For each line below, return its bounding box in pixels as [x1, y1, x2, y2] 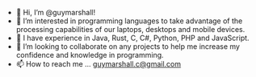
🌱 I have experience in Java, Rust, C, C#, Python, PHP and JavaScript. [15, 33, 250, 43]
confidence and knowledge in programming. [15, 51, 164, 59]
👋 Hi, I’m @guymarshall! [15, 8, 95, 17]
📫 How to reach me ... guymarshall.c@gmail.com [15, 59, 182, 68]
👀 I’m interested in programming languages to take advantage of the [15, 16, 243, 26]
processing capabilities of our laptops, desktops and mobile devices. [15, 25, 246, 34]
